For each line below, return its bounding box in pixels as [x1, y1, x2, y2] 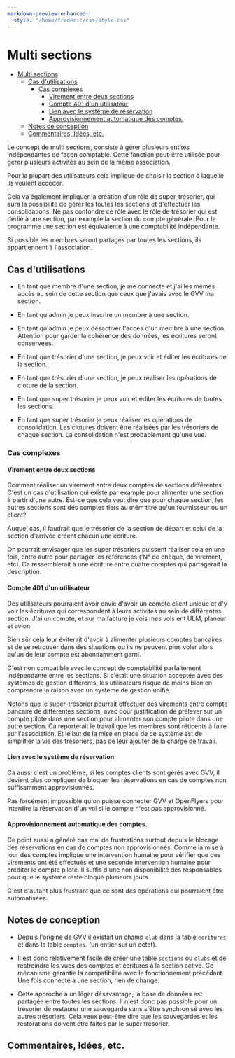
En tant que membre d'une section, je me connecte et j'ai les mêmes [17, 282, 215, 291]
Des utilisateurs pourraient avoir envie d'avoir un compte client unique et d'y [7, 599, 227, 608]
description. [7, 568, 42, 576]
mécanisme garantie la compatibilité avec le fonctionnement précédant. [17, 968, 225, 977]
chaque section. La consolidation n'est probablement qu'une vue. [17, 431, 207, 439]
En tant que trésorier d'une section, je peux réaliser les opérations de [17, 374, 217, 382]
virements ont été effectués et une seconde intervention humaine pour [7, 858, 211, 866]
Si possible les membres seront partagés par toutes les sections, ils [7, 236, 202, 244]
